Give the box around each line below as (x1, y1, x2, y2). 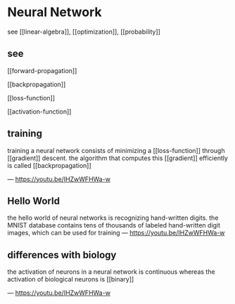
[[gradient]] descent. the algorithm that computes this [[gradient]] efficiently (7, 154, 229, 162)
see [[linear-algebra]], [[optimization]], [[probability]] (7, 27, 160, 36)
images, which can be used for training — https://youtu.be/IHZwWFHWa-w (7, 229, 225, 237)
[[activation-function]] (7, 107, 72, 116)
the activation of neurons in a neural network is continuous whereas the (7, 267, 216, 276)
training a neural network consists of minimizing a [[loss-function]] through (7, 146, 225, 154)
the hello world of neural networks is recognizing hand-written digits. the (7, 213, 219, 222)
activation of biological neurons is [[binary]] (7, 275, 134, 284)
